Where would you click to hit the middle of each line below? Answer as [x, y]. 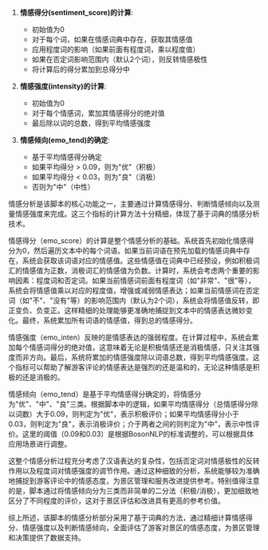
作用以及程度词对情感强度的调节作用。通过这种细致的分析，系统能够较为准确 [134, 471]
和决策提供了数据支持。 [47, 538]
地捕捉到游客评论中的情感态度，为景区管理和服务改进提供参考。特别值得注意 [134, 481]
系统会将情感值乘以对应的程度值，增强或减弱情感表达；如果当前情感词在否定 [134, 291]
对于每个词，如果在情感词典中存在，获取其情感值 [112, 39]
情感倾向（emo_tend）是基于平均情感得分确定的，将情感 [101, 394]
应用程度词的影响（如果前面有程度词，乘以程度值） [116, 49]
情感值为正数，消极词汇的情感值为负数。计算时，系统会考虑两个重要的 [137, 271]
